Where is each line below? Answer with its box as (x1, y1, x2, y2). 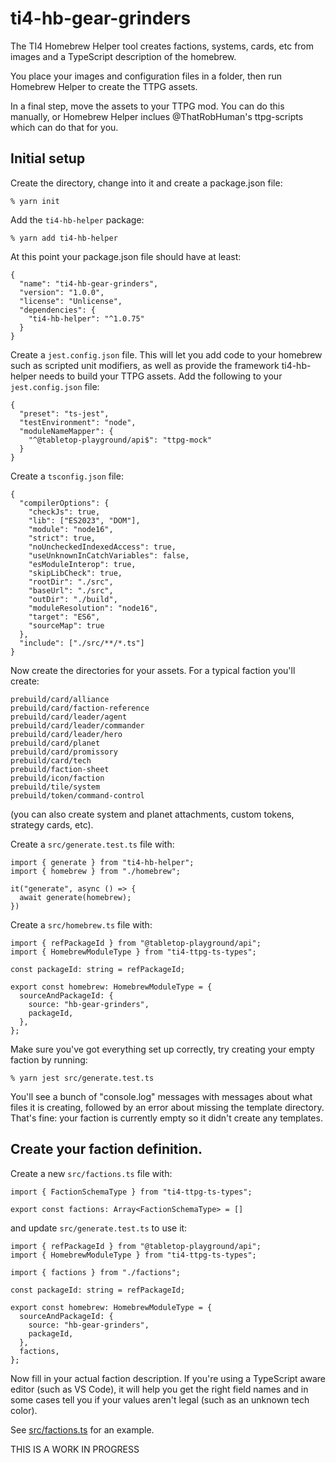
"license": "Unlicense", (19, 296, 123, 306)
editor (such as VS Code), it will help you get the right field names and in (10, 1383, 309, 1395)
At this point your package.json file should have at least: (10, 250, 242, 262)
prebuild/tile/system (10, 782, 101, 792)
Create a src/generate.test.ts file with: (10, 838, 175, 850)
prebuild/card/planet (10, 738, 101, 748)
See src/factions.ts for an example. (10, 1423, 155, 1436)
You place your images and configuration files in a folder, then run (10, 70, 283, 82)
